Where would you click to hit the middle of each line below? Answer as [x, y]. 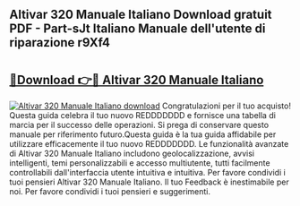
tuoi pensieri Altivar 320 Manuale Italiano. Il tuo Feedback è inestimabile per [149, 182]
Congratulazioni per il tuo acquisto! [226, 106]
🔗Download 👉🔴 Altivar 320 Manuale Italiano [137, 80]
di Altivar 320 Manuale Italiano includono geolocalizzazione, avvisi [132, 153]
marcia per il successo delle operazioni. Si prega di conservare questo [139, 125]
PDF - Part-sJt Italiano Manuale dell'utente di [137, 29]
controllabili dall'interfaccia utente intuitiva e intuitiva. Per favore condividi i [148, 172]
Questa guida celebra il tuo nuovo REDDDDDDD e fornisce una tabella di [142, 115]
